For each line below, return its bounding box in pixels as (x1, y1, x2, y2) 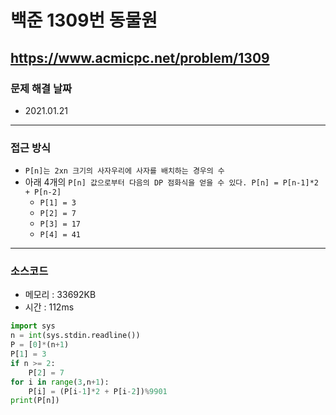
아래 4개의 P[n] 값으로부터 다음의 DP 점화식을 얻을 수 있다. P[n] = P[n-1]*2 (24, 176, 319, 188)
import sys (10, 321, 56, 331)
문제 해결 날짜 (10, 81, 73, 95)
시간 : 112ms (24, 301, 75, 313)
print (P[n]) (10, 396, 60, 406)
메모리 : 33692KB (24, 289, 97, 301)
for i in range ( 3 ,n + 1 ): (10, 377, 110, 387)
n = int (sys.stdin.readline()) (10, 331, 141, 341)
